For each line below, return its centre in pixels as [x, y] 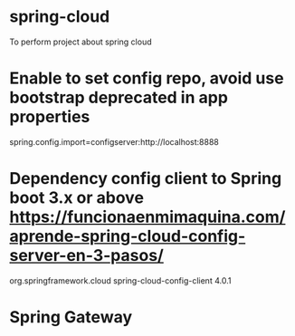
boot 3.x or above [77, 198]
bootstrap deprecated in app [119, 98]
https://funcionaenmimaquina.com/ [147, 217]
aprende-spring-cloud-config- [128, 236]
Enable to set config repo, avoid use [147, 78]
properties [50, 117]
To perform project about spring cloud [81, 42]
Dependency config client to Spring [146, 179]
